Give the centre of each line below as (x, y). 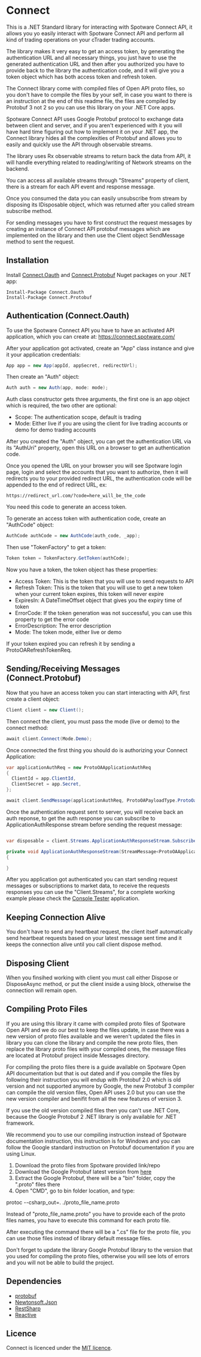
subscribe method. (29, 211)
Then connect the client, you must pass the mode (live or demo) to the (93, 721)
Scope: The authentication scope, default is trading (78, 417)
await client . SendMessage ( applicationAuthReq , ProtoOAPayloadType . (92, 801)
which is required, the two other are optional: (62, 406)
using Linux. (21, 1154)
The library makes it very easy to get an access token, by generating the (95, 51)
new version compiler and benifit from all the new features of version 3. (94, 1099)
